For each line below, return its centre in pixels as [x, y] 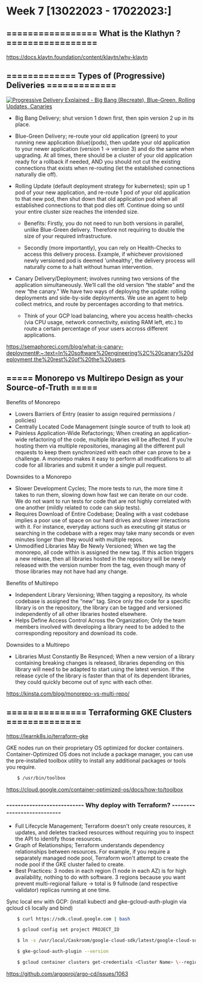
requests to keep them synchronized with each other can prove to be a [103, 452]
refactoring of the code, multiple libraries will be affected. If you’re [110, 439]
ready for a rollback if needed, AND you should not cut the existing [98, 161]
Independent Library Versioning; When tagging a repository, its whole [101, 594]
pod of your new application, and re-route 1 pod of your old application [103, 192]
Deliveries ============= [61, 85]
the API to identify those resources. [59, 839]
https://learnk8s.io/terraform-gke [47, 736]
